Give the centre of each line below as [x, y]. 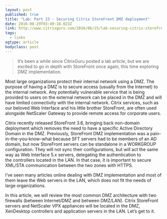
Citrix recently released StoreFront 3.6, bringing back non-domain [73, 123]
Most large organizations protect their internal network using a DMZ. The [80, 81]
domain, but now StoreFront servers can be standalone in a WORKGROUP [81, 144]
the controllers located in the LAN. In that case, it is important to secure [78, 160]
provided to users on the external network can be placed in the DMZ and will [83, 97]
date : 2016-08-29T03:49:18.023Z [39, 24]
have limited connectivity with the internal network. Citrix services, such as [82, 102]
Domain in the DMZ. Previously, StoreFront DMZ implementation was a [77, 133]
